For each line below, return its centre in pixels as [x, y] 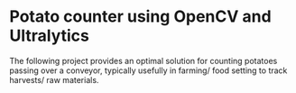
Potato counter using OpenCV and [141, 17]
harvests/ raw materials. [54, 79]
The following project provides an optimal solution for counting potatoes [143, 60]
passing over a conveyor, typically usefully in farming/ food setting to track [148, 70]
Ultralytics [50, 36]
